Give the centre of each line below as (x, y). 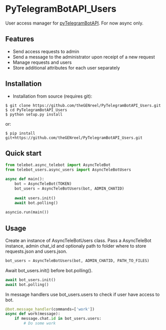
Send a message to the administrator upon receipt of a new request (84, 57)
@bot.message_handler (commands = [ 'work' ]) (50, 309)
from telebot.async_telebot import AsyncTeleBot (58, 165)
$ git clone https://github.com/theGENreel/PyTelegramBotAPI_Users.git (83, 105)
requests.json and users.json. (36, 251)
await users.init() (35, 198)
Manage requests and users (42, 62)
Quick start (23, 153)
